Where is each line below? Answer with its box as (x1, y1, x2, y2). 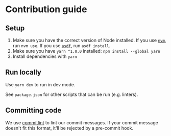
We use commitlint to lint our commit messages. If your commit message (5, 119, 158, 125)
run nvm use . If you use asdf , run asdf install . (12, 43, 111, 49)
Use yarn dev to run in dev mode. (5, 81, 76, 87)
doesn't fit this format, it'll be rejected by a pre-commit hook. (5, 125, 134, 131)
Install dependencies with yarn (12, 53, 78, 59)
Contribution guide (5, 4, 87, 15)
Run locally (5, 68, 42, 77)
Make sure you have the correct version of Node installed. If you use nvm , (12, 37, 166, 43)
